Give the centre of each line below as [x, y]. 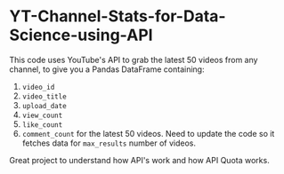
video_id [38, 87]
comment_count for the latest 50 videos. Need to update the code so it [148, 133]
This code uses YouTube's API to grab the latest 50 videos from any [134, 59]
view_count [42, 115]
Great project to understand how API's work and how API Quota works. [139, 160]
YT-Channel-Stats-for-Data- [118, 16]
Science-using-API [81, 35]
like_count [42, 125]
